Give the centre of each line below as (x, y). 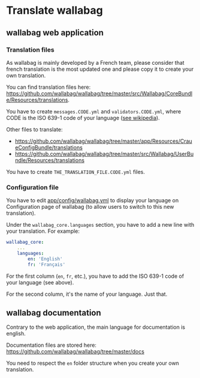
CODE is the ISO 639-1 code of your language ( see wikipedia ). (83, 118)
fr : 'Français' (47, 265)
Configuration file (32, 187)
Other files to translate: (34, 129)
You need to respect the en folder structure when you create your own (93, 363)
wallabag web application (55, 33)
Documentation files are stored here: (51, 345)
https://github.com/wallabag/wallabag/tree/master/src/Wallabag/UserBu (104, 154)
